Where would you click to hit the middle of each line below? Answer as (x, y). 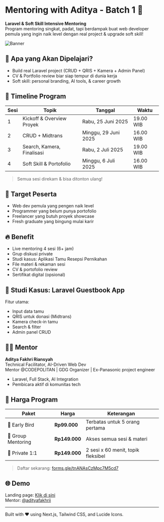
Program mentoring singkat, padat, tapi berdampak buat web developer (77, 28)
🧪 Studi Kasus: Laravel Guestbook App (65, 290)
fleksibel (96, 456)
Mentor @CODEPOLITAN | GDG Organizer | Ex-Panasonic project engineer (80, 369)
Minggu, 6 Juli (99, 160)
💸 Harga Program (31, 400)
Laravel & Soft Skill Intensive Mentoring (46, 23)
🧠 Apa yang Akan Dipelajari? (49, 59)
